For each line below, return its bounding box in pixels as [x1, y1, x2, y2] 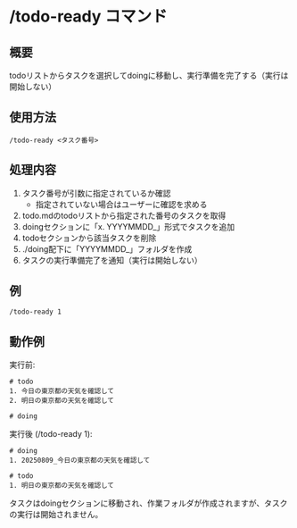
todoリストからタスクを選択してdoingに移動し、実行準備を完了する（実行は [9, 71, 289, 80]
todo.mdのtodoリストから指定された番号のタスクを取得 [21, 210, 227, 221]
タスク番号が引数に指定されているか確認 [21, 188, 171, 198]
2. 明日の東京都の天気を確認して [9, 397, 114, 406]
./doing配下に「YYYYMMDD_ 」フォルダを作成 [21, 243, 193, 254]
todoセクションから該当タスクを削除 [21, 232, 157, 243]
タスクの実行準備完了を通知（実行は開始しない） [21, 255, 202, 265]
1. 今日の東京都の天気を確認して [9, 387, 114, 396]
